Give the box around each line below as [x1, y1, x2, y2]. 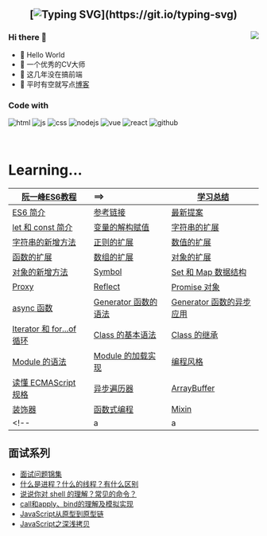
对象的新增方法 [12, 266, 69, 277]
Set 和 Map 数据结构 [171, 266, 247, 277]
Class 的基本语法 [93, 329, 157, 340]
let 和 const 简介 [12, 221, 73, 233]
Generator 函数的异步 [171, 296, 252, 307]
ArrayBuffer [171, 382, 215, 393]
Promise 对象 [171, 281, 220, 292]
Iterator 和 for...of [12, 323, 77, 335]
